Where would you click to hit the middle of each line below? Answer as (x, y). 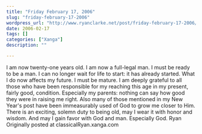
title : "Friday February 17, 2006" (51, 12)
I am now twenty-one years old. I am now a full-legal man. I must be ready (98, 67)
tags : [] (17, 34)
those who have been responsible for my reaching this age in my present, (97, 86)
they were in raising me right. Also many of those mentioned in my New (95, 99)
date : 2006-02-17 (28, 28)
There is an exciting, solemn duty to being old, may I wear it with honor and (99, 112)
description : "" (26, 45)
